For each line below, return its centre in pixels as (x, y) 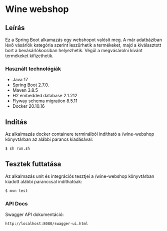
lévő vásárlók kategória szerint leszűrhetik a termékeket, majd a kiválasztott (83, 45)
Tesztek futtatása (33, 164)
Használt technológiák (33, 69)
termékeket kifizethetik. (29, 56)
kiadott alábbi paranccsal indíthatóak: (44, 181)
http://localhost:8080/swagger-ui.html (47, 223)
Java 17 (20, 80)
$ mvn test (16, 191)
